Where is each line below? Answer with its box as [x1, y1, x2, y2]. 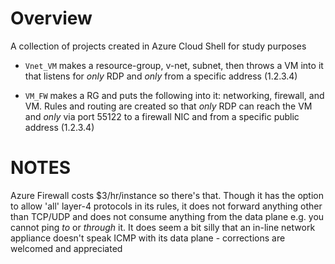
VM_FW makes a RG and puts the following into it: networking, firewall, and [24, 89, 325, 101]
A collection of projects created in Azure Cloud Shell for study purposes [10, 40, 307, 52]
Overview [10, 7, 93, 30]
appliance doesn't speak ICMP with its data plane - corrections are [10, 232, 286, 244]
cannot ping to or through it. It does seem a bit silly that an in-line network [10, 221, 316, 233]
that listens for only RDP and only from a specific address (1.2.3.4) [24, 70, 298, 82]
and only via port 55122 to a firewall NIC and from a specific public [24, 110, 300, 122]
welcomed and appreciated [10, 242, 123, 254]
